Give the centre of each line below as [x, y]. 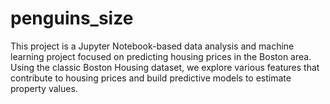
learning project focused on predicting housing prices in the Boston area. [161, 56]
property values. [44, 88]
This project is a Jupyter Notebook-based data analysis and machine [152, 46]
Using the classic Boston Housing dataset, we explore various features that [165, 67]
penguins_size [72, 18]
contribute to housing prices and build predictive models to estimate [151, 78]
